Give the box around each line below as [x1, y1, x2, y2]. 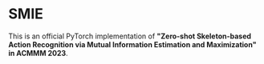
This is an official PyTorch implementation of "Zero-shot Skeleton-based [8, 31, 251, 41]
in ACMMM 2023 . [8, 48, 68, 58]
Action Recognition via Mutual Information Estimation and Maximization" [8, 39, 257, 49]
